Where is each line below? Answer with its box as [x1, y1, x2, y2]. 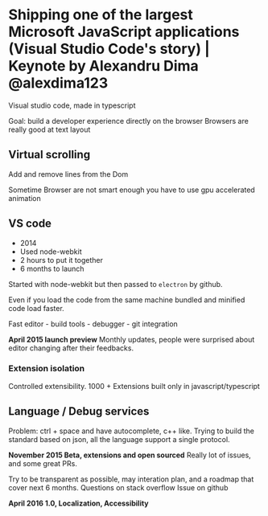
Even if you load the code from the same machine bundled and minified [8, 295, 245, 305]
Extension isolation [8, 363, 85, 375]
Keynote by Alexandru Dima [8, 57, 199, 76]
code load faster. [8, 303, 64, 313]
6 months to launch [19, 264, 85, 273]
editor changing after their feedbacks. [8, 343, 134, 353]
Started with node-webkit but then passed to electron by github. [8, 279, 223, 289]
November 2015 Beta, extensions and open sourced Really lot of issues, [8, 450, 251, 460]
